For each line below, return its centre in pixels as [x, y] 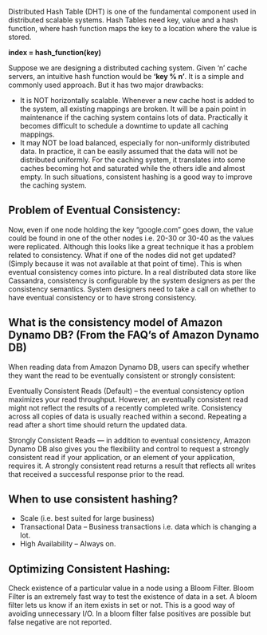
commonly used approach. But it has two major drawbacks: [106, 85]
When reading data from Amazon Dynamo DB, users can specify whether [129, 367]
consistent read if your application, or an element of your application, [122, 457]
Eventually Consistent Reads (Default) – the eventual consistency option [126, 391]
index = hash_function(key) [55, 52]
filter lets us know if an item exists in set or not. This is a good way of [122, 605]
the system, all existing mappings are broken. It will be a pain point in [133, 109]
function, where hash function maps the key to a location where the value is [133, 28]
